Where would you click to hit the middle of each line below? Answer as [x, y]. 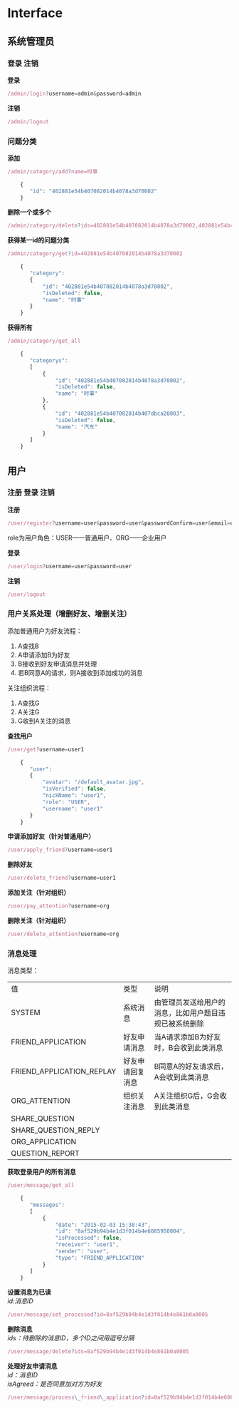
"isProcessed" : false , [89, 1238]
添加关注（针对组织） [38, 893]
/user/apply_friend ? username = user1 [60, 850]
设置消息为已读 [29, 1293]
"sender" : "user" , [83, 1252]
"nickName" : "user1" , [74, 796]
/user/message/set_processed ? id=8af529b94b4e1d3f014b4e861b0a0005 [108, 1315]
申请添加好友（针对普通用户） [51, 836]
